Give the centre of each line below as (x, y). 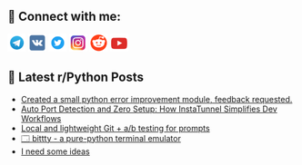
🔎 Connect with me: (64, 17)
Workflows (41, 118)
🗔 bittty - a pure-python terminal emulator (101, 138)
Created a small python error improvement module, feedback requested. (156, 99)
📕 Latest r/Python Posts (76, 78)
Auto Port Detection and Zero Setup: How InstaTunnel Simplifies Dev (149, 109)
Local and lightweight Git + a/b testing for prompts (115, 128)
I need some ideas (55, 151)
